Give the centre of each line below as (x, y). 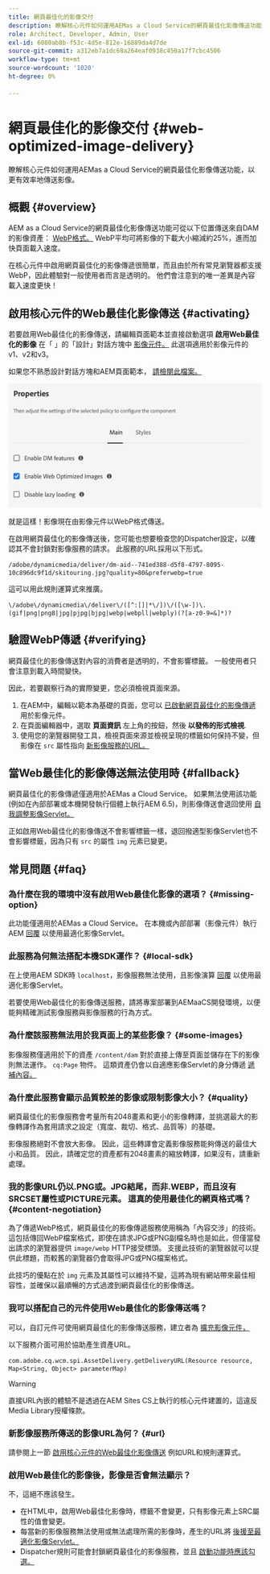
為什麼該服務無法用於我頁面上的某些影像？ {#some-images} (126, 1035)
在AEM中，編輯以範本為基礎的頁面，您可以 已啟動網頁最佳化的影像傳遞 (138, 705)
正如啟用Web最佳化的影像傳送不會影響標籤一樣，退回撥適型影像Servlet (126, 831)
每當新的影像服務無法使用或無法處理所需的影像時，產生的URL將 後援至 (137, 1531)
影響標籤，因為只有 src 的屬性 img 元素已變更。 (93, 841)
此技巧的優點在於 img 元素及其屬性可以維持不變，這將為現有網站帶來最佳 (129, 1275)
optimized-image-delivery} (101, 146)
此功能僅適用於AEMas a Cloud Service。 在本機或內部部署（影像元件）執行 (133, 923)
